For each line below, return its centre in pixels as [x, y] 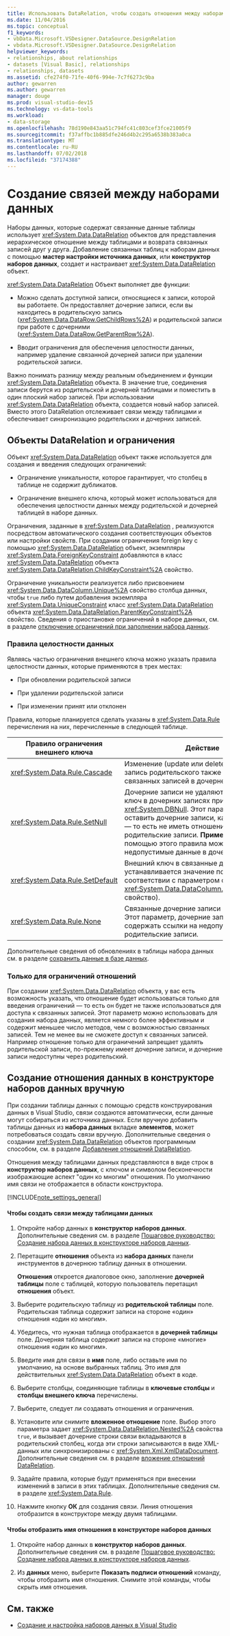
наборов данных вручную [66, 1089]
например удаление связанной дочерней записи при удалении [110, 354]
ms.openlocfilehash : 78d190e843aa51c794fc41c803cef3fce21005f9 [99, 128]
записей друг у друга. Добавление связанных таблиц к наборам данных [114, 249]
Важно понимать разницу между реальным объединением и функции [110, 375]
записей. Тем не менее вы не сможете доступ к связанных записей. [107, 1034]
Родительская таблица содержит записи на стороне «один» [105, 1312]
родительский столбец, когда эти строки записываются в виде [110, 1443]
